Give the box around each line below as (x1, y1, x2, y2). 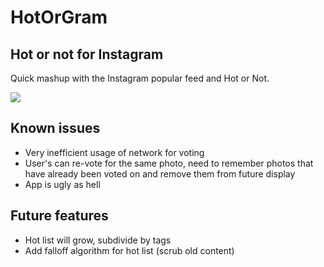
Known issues (10, 120, 101, 137)
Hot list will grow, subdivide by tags (24, 234, 172, 246)
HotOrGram (10, 6, 108, 29)
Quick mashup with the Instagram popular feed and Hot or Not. (10, 72, 270, 84)
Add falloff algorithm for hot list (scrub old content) (24, 244, 235, 256)
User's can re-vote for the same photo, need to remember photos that (24, 157, 314, 169)
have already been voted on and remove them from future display (24, 167, 296, 180)
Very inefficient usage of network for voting (24, 146, 205, 158)
